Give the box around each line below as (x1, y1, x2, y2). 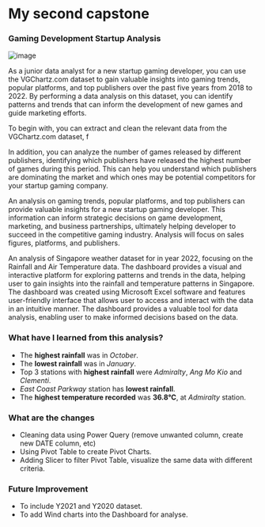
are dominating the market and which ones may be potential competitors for (8, 173, 256, 182)
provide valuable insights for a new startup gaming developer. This (8, 205, 225, 214)
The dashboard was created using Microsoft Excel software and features (8, 287, 246, 297)
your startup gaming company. (8, 181, 108, 191)
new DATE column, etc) (19, 438, 97, 448)
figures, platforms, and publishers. (8, 238, 120, 248)
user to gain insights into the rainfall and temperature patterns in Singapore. (8, 279, 255, 289)
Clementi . (19, 375, 51, 385)
